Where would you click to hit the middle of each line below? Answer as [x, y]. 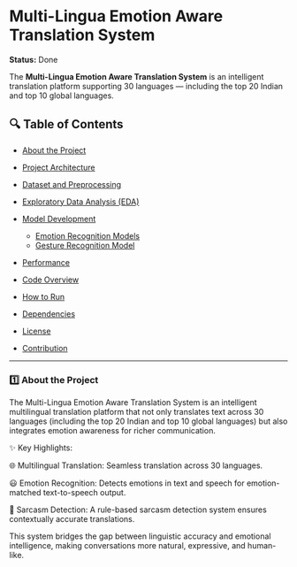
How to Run [43, 296]
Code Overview [50, 280]
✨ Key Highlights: [41, 448]
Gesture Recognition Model [85, 245]
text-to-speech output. [84, 493]
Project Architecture [58, 167]
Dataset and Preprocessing [72, 184]
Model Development [59, 218]
